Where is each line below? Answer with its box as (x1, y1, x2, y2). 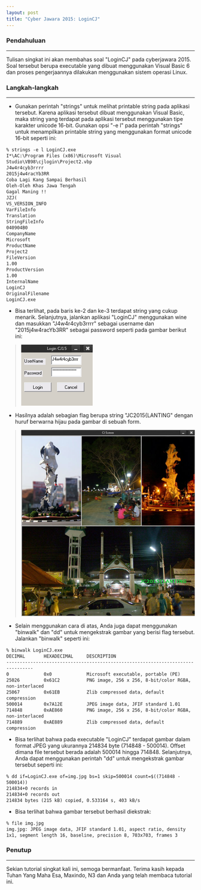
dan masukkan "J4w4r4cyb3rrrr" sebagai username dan (14, 320, 154, 327)
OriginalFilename (6, 291, 50, 297)
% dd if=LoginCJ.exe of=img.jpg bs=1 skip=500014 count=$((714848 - (6, 773, 181, 779)
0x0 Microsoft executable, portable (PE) (44, 671, 181, 677)
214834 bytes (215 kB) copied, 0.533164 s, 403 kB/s (6, 797, 141, 803)
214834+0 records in (6, 785, 58, 791)
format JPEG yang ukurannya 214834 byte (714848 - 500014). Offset (14, 742, 185, 749)
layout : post (6, 10, 39, 16)
